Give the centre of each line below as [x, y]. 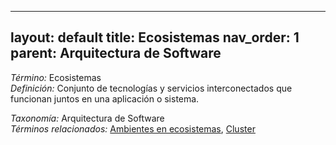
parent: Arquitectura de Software [116, 53]
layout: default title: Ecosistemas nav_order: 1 [155, 37]
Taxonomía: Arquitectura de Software [87, 118]
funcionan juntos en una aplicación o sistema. [105, 98]
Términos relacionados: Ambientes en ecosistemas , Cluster [133, 128]
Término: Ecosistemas [56, 77]
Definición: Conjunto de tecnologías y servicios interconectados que [151, 88]
